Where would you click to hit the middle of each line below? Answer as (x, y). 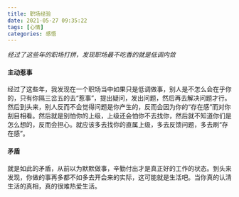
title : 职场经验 (29, 14)
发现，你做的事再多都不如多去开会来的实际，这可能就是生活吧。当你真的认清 (119, 177)
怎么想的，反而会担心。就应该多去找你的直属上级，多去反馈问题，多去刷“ (115, 125)
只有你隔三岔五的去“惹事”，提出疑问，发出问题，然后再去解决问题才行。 (125, 98)
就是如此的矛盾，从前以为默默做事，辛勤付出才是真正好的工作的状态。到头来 (119, 168)
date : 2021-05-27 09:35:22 (47, 21)
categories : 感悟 (32, 34)
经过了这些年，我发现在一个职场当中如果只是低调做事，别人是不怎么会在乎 (116, 89)
